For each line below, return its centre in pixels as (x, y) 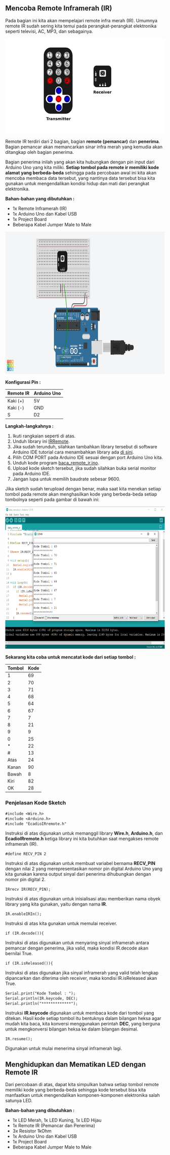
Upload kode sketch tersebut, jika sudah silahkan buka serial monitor (84, 468)
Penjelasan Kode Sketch (36, 803)
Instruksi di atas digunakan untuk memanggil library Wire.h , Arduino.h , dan (84, 833)
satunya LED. (19, 1100)
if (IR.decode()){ (25, 933)
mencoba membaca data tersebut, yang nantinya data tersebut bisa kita (80, 178)
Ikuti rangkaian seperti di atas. (44, 436)
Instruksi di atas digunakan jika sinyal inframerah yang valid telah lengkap (82, 973)
